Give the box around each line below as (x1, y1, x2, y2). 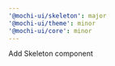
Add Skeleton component (8, 49, 93, 59)
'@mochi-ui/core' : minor (8, 27, 92, 35)
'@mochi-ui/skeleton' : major (8, 11, 107, 20)
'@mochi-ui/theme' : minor (8, 19, 96, 27)
